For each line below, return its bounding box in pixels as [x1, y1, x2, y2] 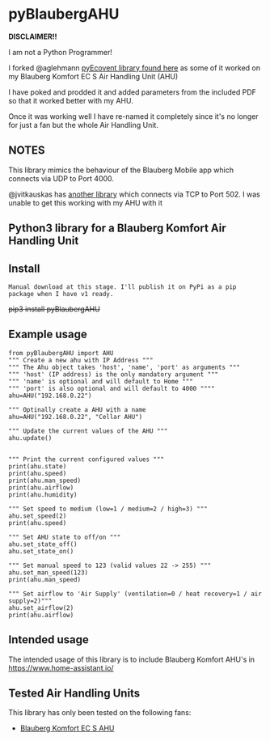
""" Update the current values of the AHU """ [8, 426, 168, 435]
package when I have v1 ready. [8, 290, 114, 298]
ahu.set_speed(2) [8, 511, 67, 520]
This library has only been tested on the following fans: [8, 708, 192, 718]
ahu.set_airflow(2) [8, 603, 74, 612]
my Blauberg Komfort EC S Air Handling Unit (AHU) [8, 71, 179, 81]
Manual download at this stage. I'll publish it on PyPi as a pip [8, 282, 237, 291]
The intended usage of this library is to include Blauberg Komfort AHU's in [8, 654, 255, 664]
